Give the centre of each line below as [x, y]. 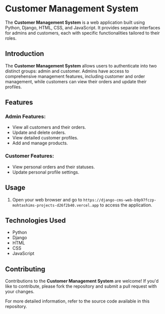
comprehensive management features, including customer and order [75, 76]
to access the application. [126, 205]
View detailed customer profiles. [45, 138]
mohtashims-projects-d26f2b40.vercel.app [55, 205]
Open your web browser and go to [47, 199]
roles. [11, 38]
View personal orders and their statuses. [54, 167]
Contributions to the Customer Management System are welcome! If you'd [82, 281]
